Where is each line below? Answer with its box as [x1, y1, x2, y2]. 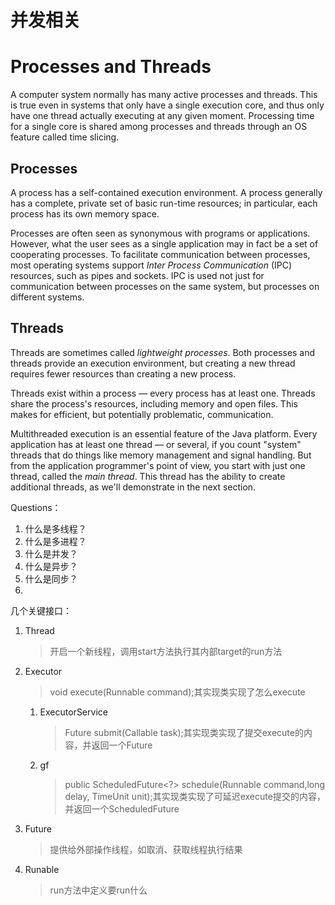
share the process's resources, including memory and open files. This [10, 397, 298, 410]
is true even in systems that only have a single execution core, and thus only [10, 99, 325, 111]
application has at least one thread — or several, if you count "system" [10, 438, 302, 450]
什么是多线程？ [24, 522, 87, 535]
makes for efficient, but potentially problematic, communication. [10, 408, 274, 420]
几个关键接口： [10, 604, 72, 616]
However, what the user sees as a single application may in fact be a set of [10, 237, 319, 250]
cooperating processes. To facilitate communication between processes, [10, 248, 311, 260]
